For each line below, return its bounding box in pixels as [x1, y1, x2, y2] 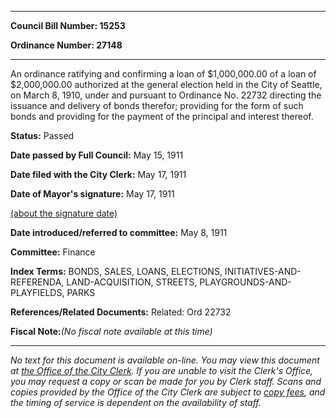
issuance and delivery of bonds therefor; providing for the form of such [10, 100, 304, 111]
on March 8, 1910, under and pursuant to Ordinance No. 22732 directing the [10, 89, 322, 101]
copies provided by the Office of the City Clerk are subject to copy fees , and [10, 386, 326, 398]
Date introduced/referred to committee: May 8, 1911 [10, 227, 228, 238]
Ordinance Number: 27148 [10, 39, 123, 51]
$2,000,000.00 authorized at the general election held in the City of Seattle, [10, 79, 323, 90]
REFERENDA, [10, 276, 65, 288]
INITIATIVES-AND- [224, 266, 302, 277]
